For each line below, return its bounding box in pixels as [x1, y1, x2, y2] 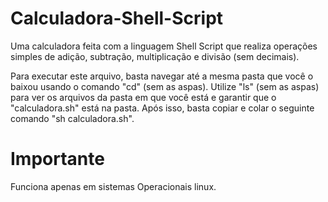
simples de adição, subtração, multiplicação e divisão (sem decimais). [10, 50, 300, 62]
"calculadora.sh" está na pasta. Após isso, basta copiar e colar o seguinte [10, 102, 315, 114]
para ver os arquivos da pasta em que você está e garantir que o [10, 91, 277, 103]
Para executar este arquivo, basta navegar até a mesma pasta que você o [10, 70, 314, 82]
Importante [10, 148, 105, 171]
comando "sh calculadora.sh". [10, 112, 135, 124]
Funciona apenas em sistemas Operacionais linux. [10, 180, 217, 192]
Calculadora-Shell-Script [10, 7, 224, 30]
